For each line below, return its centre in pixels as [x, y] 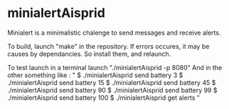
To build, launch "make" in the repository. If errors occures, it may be [108, 46]
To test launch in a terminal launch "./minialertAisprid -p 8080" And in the [115, 67]
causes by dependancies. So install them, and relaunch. [89, 54]
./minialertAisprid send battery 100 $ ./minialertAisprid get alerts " [104, 98]
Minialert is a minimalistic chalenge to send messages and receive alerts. [114, 33]
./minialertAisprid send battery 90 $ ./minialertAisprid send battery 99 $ [112, 90]
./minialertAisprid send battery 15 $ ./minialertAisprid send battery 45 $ [112, 82]
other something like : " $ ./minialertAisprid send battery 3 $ [95, 75]
